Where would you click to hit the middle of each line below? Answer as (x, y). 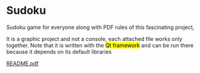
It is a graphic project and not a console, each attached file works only (94, 39)
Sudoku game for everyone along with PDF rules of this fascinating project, (100, 27)
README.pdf (22, 63)
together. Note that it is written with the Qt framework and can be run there (100, 45)
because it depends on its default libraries (59, 51)
